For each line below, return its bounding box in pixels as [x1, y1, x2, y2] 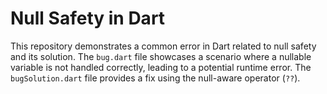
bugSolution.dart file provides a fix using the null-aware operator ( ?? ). [10, 72, 301, 84]
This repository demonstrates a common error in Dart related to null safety [10, 40, 317, 52]
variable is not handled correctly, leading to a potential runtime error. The [10, 61, 312, 73]
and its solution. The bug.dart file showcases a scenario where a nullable [10, 50, 312, 62]
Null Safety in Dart [10, 7, 166, 30]
